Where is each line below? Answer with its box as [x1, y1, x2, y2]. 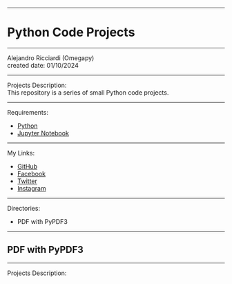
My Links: [7, 149, 35, 157]
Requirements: [7, 108, 48, 116]
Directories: [7, 204, 40, 212]
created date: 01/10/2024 [7, 61, 79, 69]
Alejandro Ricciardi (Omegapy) [7, 53, 95, 62]
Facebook [17, 169, 46, 178]
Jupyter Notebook [17, 129, 69, 137]
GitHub [17, 162, 38, 170]
